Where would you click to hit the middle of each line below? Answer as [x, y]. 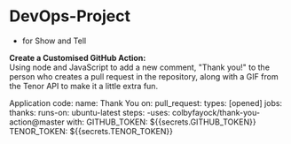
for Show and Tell [54, 41]
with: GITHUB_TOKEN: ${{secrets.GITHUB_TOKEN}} [161, 122]
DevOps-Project [70, 16]
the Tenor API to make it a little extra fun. [83, 86]
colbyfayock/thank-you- [216, 112]
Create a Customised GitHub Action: [78, 57]
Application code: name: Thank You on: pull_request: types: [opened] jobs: [145, 102]
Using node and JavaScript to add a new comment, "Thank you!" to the [140, 67]
